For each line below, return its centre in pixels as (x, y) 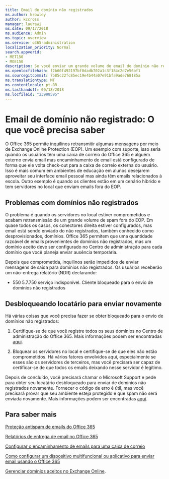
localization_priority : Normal (38, 47)
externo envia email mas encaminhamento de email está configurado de (80, 160)
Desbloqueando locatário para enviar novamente (83, 304)
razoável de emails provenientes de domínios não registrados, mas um (78, 242)
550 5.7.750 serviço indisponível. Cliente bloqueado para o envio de (83, 282)
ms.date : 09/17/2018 (27, 29)
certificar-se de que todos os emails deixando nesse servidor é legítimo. (88, 367)
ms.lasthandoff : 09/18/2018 (35, 89)
